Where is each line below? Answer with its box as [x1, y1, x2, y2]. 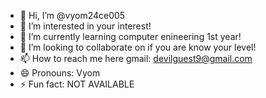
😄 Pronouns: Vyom [19, 67, 101, 79]
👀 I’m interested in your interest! [19, 20, 152, 32]
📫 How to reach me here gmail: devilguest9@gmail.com [19, 53, 253, 64]
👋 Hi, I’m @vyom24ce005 [19, 10, 126, 21]
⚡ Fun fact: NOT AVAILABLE [19, 78, 135, 90]
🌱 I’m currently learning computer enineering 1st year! [19, 31, 242, 42]
